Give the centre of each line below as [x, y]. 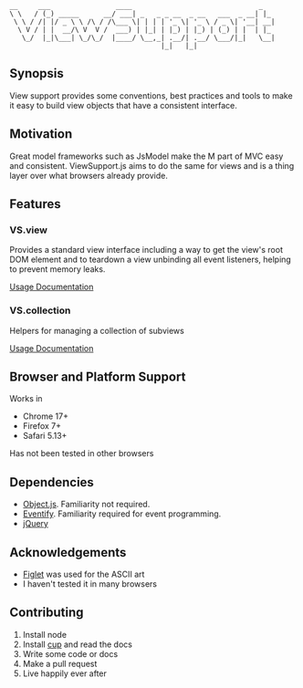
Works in [26, 399]
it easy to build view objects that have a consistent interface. [123, 105]
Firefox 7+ [42, 426]
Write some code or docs [70, 653]
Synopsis [37, 73]
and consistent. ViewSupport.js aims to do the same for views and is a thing [152, 165]
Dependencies [52, 482]
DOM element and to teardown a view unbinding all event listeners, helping [151, 260]
